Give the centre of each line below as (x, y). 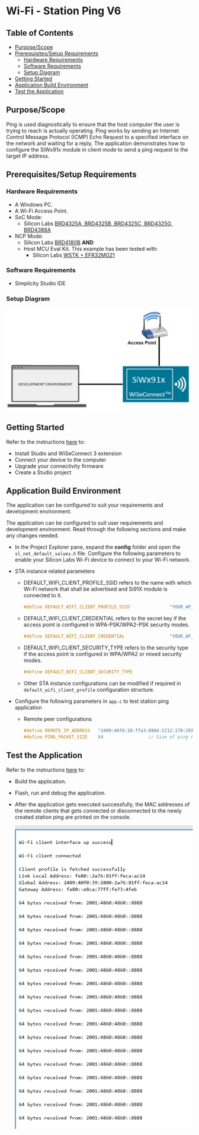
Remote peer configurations (58, 719)
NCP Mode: (29, 236)
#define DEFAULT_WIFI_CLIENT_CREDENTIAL (74, 636)
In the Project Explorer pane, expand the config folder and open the (97, 547)
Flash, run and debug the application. (60, 793)
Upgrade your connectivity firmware (59, 466)
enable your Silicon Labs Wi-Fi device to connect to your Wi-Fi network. (102, 560)
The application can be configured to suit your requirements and (85, 505)
